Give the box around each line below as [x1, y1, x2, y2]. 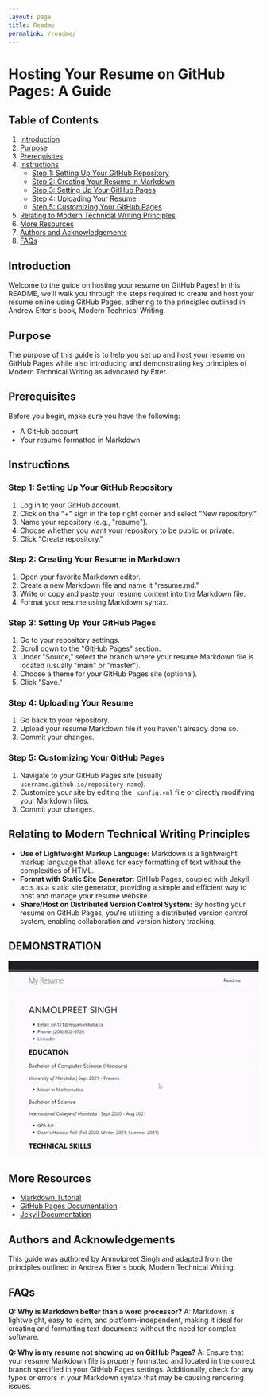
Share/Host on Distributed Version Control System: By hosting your [19, 899, 246, 909]
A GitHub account [19, 426, 79, 436]
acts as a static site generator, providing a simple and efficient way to [19, 882, 247, 892]
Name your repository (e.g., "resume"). [19, 517, 149, 526]
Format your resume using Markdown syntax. [19, 597, 169, 607]
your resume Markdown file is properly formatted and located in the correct [8, 1356, 256, 1366]
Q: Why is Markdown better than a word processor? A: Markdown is [8, 1307, 235, 1317]
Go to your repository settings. [19, 636, 121, 645]
